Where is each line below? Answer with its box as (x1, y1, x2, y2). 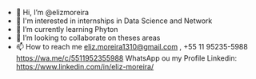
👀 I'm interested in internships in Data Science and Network (15, 16, 213, 26)
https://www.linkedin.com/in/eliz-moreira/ (15, 62, 154, 71)
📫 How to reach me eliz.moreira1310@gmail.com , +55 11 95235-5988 (15, 42, 248, 51)
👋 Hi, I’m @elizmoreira (15, 8, 90, 17)
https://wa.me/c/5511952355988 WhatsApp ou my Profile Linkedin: (15, 53, 238, 63)
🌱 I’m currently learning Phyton (15, 25, 118, 34)
